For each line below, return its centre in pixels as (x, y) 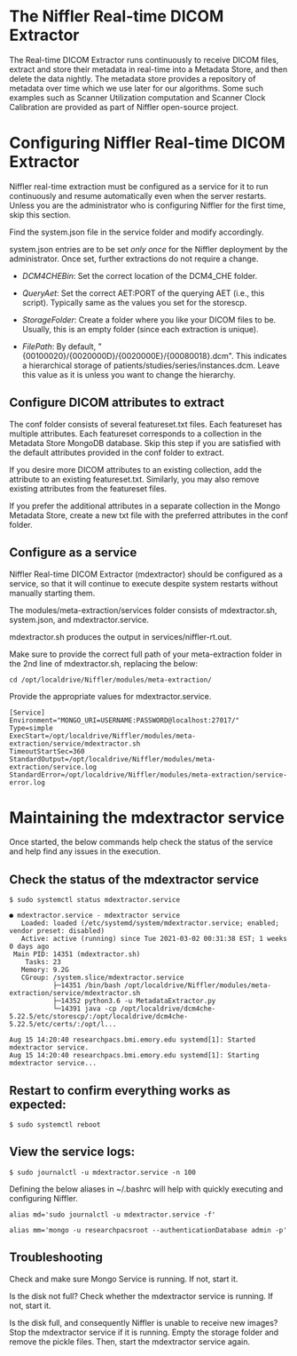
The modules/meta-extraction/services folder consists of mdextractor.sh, (143, 610)
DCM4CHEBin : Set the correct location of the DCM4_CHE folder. (140, 275)
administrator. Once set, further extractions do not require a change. (134, 259)
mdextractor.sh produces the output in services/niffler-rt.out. (121, 636)
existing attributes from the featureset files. (88, 488)
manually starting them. (52, 593)
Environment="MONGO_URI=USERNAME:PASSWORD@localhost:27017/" (125, 720)
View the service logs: (72, 1152)
